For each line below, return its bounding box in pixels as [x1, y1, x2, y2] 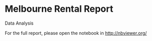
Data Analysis [5, 20, 34, 26]
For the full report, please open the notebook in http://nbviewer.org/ [5, 30, 147, 36]
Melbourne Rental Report [5, 3, 113, 15]
